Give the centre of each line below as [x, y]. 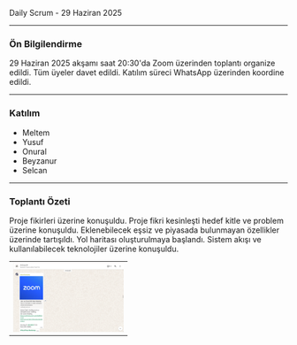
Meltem [36, 133]
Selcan [34, 170]
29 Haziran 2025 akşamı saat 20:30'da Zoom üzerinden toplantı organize [142, 63]
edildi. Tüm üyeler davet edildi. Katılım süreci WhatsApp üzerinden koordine [147, 73]
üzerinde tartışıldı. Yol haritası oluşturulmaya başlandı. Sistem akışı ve [136, 239]
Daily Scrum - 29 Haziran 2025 [65, 13]
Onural [34, 151]
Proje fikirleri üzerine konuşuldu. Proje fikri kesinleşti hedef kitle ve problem [147, 220]
